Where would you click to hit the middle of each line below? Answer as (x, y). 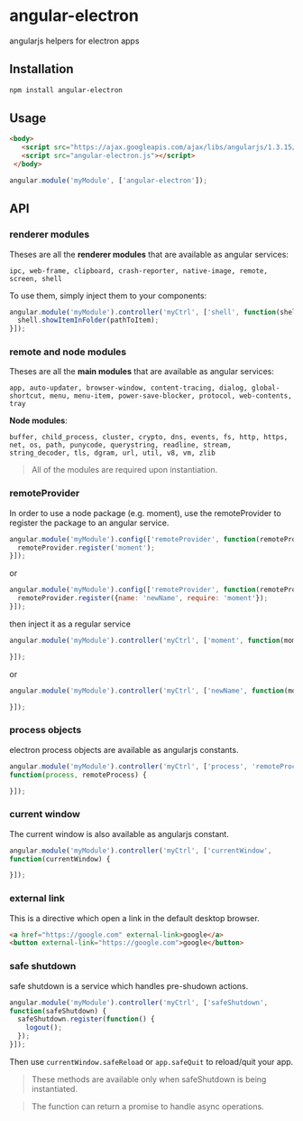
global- (266, 388)
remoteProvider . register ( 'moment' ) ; (86, 548)
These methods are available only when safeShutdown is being (149, 1079)
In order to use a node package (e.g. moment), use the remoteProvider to (145, 513)
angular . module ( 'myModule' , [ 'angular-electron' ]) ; (108, 180)
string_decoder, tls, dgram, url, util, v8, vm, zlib (113, 453)
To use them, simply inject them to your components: (108, 296)
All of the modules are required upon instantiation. (124, 470)
